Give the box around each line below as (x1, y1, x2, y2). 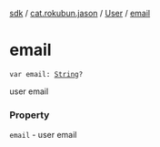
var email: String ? (9, 69, 84, 79)
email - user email (9, 130, 77, 141)
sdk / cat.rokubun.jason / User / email (9, 8, 151, 18)
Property (9, 109, 50, 121)
